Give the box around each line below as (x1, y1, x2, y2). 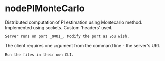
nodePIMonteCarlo (5, 3, 85, 14)
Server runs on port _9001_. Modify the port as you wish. (5, 34, 130, 39)
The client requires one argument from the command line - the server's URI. (5, 42, 160, 48)
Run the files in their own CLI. (5, 52, 74, 57)
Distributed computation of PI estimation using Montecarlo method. (5, 19, 143, 25)
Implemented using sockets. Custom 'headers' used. (5, 24, 113, 30)
